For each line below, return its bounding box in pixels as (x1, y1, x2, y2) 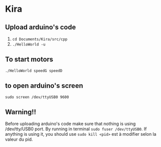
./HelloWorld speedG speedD (5, 68, 63, 73)
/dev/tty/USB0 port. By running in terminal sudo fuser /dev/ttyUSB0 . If (5, 126, 147, 132)
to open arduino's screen (5, 82, 83, 90)
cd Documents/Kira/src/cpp (12, 37, 68, 42)
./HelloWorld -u (12, 42, 46, 47)
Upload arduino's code (5, 23, 76, 31)
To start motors (5, 55, 54, 64)
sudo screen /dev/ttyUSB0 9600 (5, 95, 69, 99)
